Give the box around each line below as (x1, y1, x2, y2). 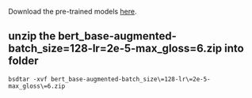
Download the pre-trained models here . (8, 7, 137, 16)
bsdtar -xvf (8, 75, 48, 83)
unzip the (8, 29, 56, 43)
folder (8, 55, 39, 68)
